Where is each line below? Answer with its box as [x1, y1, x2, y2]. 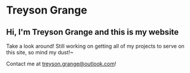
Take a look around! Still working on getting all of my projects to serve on [6, 42, 185, 49]
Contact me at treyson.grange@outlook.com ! [6, 60, 117, 67]
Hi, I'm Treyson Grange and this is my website [6, 27, 179, 37]
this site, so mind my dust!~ [6, 49, 74, 56]
